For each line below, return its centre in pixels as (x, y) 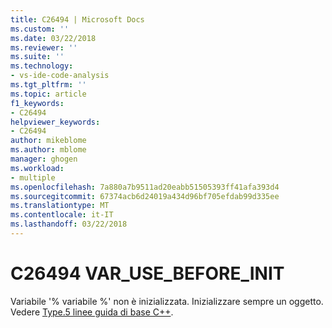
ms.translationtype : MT (60, 206)
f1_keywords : (37, 103)
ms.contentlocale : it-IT (62, 215)
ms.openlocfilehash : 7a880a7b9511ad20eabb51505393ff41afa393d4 (145, 187)
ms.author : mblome (48, 150)
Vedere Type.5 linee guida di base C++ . (92, 312)
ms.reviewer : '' (44, 47)
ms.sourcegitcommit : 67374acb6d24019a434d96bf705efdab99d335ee (145, 196)
